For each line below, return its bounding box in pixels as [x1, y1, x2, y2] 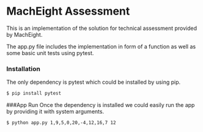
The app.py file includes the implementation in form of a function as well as [6, 43, 196, 50]
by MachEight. [6, 31, 43, 38]
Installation [6, 64, 41, 73]
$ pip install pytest [6, 90, 62, 97]
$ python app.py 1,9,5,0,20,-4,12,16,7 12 [6, 120, 116, 126]
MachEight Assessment [6, 4, 130, 18]
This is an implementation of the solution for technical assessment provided [6, 24, 197, 32]
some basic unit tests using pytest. [6, 49, 94, 56]
